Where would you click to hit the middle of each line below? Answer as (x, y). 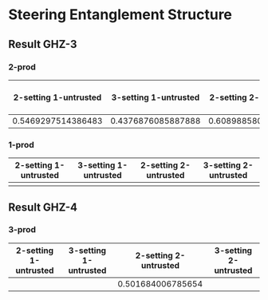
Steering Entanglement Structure (120, 15)
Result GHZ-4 (43, 207)
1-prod (21, 144)
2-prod (22, 67)
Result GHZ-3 (43, 44)
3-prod (22, 230)
